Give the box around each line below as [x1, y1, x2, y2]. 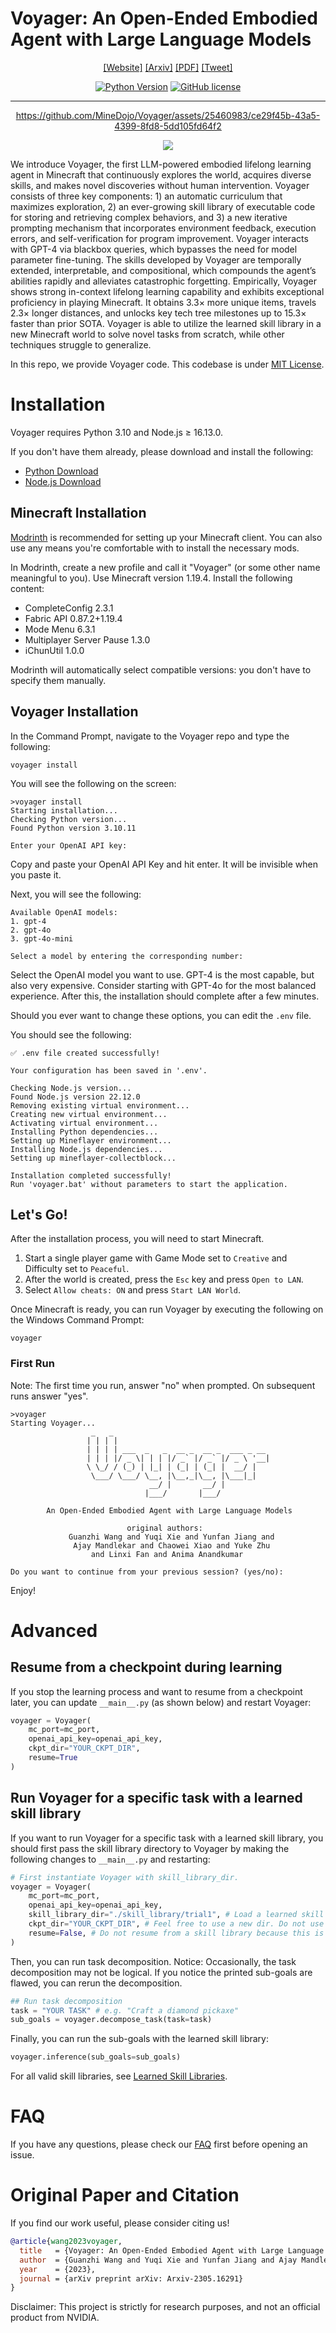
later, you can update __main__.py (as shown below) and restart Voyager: [10, 1696, 312, 1708]
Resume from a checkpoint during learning [10, 1659, 283, 1676]
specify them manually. [10, 674, 107, 686]
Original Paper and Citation [10, 2184, 240, 2207]
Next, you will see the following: [10, 888, 142, 900]
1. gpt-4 [10, 916, 47, 926]
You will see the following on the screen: [10, 777, 177, 789]
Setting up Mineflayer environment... [10, 1135, 172, 1146]
